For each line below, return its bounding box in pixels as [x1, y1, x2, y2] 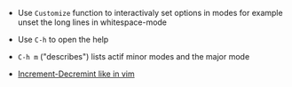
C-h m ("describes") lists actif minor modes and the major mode [17, 51, 250, 61]
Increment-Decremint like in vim [17, 68, 135, 79]
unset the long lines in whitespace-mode [17, 17, 167, 28]
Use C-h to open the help [17, 35, 109, 44]
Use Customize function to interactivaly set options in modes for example [17, 8, 283, 18]
